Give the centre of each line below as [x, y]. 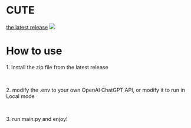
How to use [34, 51]
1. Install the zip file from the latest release [57, 67]
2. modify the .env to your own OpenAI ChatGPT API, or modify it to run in [96, 90]
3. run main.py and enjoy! [37, 119]
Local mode [21, 96]
